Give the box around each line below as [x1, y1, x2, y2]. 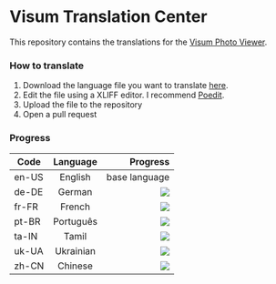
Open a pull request [22, 109, 97, 120]
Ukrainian [54, 244, 96, 257]
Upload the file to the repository [22, 99, 143, 110]
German [57, 185, 93, 198]
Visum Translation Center [9, 6, 208, 27]
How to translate [9, 59, 85, 72]
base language [106, 170, 170, 183]
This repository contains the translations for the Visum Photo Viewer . [9, 36, 268, 47]
